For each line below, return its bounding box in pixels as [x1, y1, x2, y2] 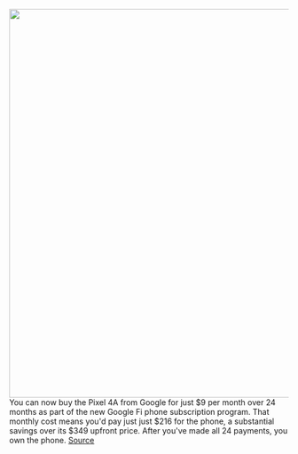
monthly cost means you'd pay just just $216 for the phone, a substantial [9, 416, 275, 426]
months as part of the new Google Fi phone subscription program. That [9, 407, 270, 417]
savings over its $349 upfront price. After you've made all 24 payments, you [9, 426, 288, 435]
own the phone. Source [9, 435, 95, 445]
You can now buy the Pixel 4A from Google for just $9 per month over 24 [9, 397, 277, 408]
